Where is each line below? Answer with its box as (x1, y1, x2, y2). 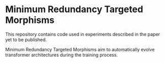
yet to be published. (5, 37, 47, 43)
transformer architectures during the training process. (5, 52, 118, 58)
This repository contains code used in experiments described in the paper (5, 31, 160, 37)
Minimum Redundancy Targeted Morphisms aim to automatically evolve (5, 46, 155, 52)
